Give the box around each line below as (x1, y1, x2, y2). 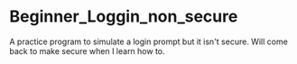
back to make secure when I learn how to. (9, 45, 165, 56)
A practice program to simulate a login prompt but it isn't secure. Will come (9, 36, 289, 47)
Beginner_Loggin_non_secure (9, 6, 238, 27)
